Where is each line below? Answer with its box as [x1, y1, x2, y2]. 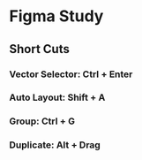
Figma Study [9, 6, 104, 27]
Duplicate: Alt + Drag [9, 139, 101, 151]
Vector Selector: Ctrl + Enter [9, 68, 133, 80]
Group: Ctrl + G [9, 115, 75, 127]
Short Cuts [9, 42, 71, 57]
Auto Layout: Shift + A [9, 91, 106, 103]
